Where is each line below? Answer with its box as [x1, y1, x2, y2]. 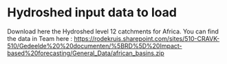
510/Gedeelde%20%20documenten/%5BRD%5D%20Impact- [7, 42, 182, 50]
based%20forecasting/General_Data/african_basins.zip [7, 49, 165, 57]
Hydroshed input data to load [7, 5, 177, 20]
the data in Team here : [7, 34, 73, 42]
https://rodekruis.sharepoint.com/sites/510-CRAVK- [74, 34, 220, 42]
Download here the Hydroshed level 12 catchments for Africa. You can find [7, 27, 219, 35]
